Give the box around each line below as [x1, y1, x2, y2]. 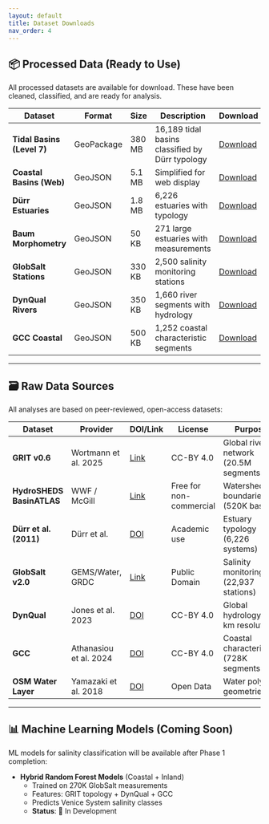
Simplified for [155, 167, 206, 178]
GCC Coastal [12, 332, 62, 343]
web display [155, 177, 200, 189]
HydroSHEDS [12, 485, 64, 496]
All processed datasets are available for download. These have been [8, 83, 235, 92]
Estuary [223, 513, 252, 524]
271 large [155, 223, 192, 234]
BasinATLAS [12, 495, 61, 506]
